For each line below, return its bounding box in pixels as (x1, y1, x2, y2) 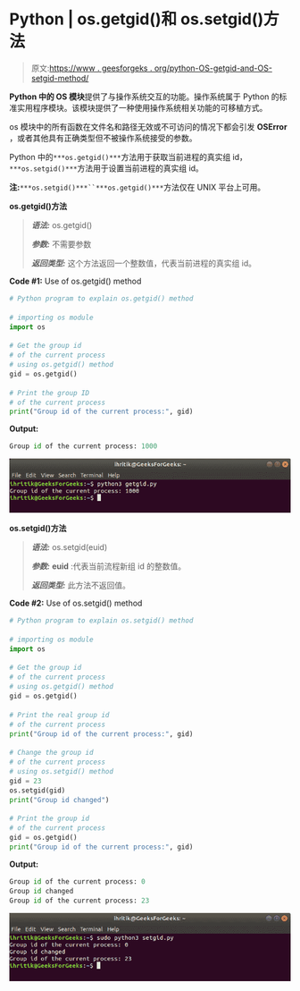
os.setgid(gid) (9, 785, 66, 795)
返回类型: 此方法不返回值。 (30, 580, 131, 591)
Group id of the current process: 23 (9, 896, 150, 905)
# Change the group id (9, 749, 94, 758)
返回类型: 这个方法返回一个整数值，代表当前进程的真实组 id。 (30, 258, 257, 268)
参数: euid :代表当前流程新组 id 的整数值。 (30, 561, 186, 572)
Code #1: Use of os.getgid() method (9, 275, 142, 286)
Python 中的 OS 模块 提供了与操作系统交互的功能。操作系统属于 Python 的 (9, 91, 279, 102)
